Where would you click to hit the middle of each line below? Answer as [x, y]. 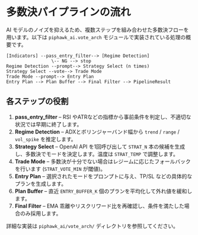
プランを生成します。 [41, 183]
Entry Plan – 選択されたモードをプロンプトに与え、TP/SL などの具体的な [103, 176]
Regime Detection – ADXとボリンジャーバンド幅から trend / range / [97, 132]
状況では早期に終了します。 [48, 124]
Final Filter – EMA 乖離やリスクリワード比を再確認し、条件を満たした [100, 206]
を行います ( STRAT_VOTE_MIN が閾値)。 [60, 169]
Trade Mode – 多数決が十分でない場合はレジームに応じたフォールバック [103, 161]
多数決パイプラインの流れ [69, 12]
